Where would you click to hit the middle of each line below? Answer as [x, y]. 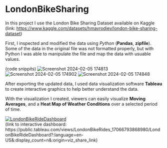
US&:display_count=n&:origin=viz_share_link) [51, 140]
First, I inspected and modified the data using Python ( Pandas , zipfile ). [78, 43]
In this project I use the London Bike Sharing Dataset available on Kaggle [80, 23]
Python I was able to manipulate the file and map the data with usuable [78, 54]
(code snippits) [21, 69]
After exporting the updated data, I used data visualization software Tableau [84, 84]
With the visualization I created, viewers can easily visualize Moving [75, 99]
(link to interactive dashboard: [36, 124]
